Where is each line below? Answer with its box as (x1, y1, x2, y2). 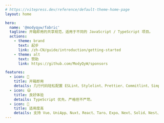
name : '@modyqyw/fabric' (9, 25, 60, 30)
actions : (9, 34, 27, 39)
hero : (5, 20, 16, 25)
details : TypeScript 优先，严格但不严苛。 (14, 97, 94, 102)
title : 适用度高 (14, 106, 44, 111)
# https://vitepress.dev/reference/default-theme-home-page (5, 7, 130, 12)
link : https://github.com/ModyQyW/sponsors (18, 61, 108, 66)
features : (5, 70, 25, 75)
